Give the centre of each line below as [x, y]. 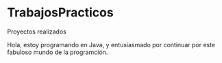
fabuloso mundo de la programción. [58, 52]
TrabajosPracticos [61, 13]
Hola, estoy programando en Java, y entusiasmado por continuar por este [111, 45]
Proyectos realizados [37, 32]
